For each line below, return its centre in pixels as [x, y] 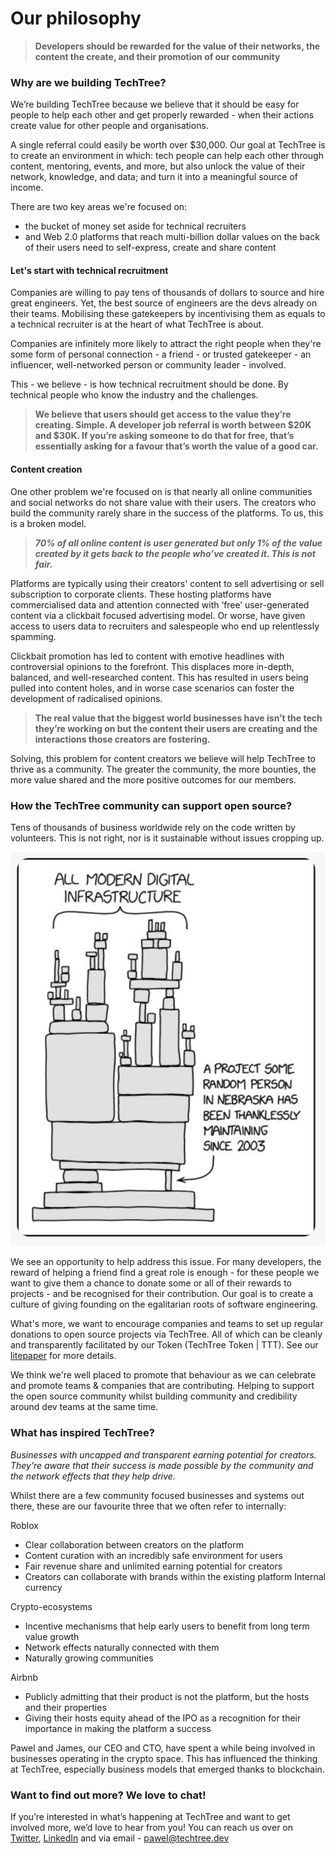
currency [43, 1587]
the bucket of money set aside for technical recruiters [135, 226]
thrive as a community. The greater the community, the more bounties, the [163, 769]
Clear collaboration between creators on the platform [134, 1544]
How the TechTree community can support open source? [151, 805]
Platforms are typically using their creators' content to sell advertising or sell [167, 583]
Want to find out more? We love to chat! [108, 1795]
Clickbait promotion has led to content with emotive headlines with [147, 656]
